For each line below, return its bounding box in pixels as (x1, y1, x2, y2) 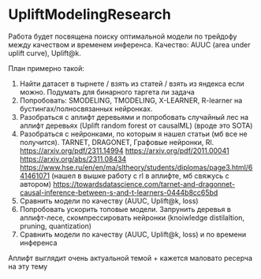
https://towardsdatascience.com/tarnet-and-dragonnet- (53, 179, 235, 188)
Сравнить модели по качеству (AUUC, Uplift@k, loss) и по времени (19, 229, 247, 239)
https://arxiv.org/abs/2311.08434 (19, 154, 127, 163)
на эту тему (8, 262, 48, 271)
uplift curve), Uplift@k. (8, 48, 81, 58)
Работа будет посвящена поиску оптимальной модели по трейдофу (8, 32, 237, 41)
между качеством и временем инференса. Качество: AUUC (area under (8, 39, 251, 49)
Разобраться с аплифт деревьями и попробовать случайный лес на (19, 112, 249, 121)
